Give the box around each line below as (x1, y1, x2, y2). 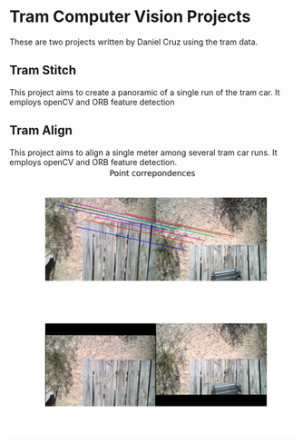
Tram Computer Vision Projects (9, 6, 251, 27)
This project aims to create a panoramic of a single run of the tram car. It (9, 86, 280, 97)
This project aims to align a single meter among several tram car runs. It (9, 147, 278, 158)
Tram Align (9, 123, 73, 138)
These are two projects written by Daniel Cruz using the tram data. (9, 36, 259, 47)
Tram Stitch (9, 63, 77, 78)
